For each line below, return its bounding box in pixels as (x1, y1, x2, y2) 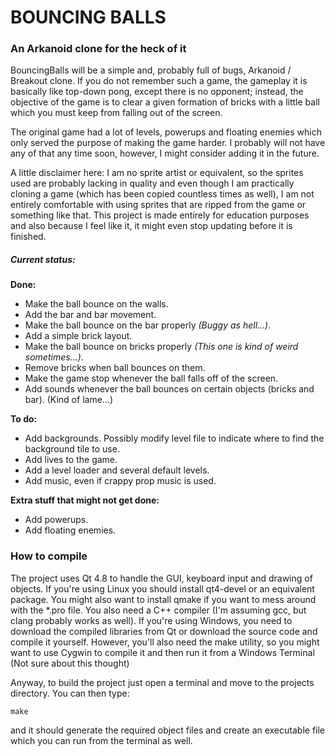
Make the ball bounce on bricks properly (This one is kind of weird (24, 341, 299, 353)
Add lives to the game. (24, 454, 118, 466)
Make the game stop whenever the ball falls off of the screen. (24, 372, 279, 385)
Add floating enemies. (24, 524, 117, 536)
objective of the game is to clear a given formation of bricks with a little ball (10, 96, 320, 108)
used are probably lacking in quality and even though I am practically (10, 177, 295, 190)
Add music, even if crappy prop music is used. (24, 475, 217, 487)
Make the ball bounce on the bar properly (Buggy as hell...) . (24, 319, 272, 331)
